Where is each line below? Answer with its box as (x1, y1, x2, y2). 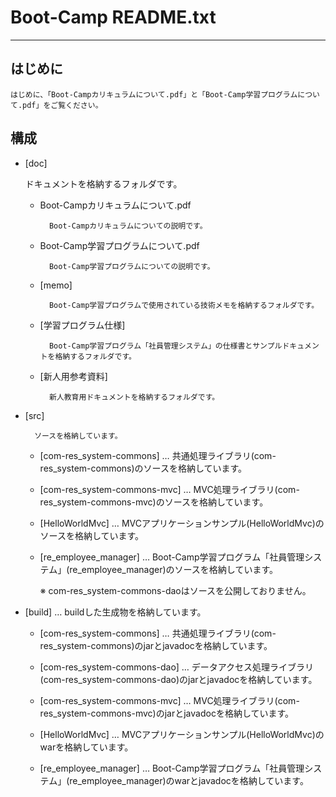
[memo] (39, 279, 73, 291)
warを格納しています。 (39, 741, 134, 753)
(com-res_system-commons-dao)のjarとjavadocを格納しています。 (39, 673, 318, 685)
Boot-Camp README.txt (10, 6, 217, 29)
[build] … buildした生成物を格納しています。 (24, 606, 207, 618)
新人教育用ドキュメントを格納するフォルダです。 (48, 392, 220, 402)
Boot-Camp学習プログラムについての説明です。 (48, 261, 215, 271)
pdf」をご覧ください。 (22, 100, 103, 110)
